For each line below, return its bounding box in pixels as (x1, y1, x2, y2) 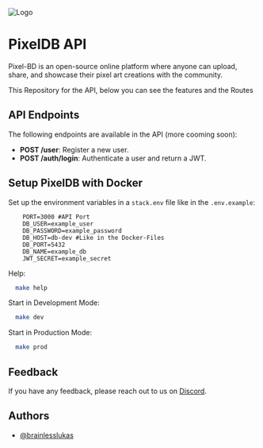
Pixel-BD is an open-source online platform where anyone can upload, (8, 61, 238, 71)
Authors (8, 409, 50, 423)
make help (15, 284, 48, 292)
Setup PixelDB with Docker (8, 176, 143, 190)
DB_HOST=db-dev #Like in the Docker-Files (22, 234, 165, 241)
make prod (15, 343, 48, 351)
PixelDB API (8, 36, 87, 53)
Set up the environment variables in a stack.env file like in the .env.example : (8, 197, 256, 207)
